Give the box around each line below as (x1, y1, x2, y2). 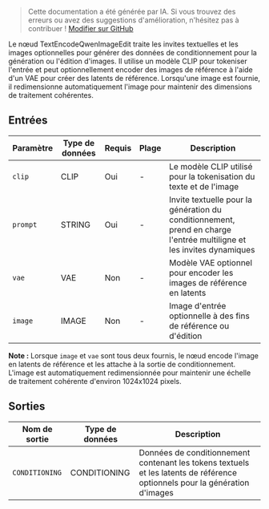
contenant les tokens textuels (139, 457, 250, 468)
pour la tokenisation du (169, 171, 255, 182)
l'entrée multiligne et (169, 234, 247, 245)
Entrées (8, 114, 48, 127)
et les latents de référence (139, 467, 238, 478)
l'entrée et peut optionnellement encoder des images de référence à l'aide (8, 65, 254, 75)
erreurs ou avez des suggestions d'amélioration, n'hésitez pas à (27, 15, 239, 25)
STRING (60, 219, 90, 230)
